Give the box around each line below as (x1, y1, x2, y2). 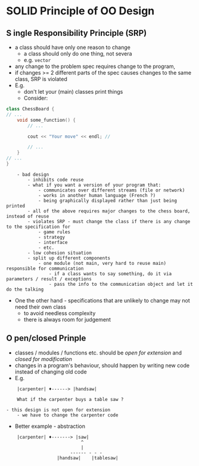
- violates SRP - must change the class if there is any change (27, 218, 191, 224)
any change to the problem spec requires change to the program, (14, 63, 176, 70)
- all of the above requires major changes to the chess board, (27, 208, 191, 214)
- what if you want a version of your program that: (27, 182, 161, 188)
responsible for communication (6, 266, 84, 271)
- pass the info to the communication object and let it (48, 281, 194, 287)
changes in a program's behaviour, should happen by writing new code (14, 362, 189, 369)
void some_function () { (17, 117, 76, 123)
